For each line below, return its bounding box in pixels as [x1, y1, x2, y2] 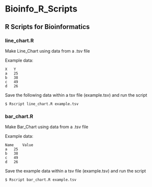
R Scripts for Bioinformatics [5, 23, 90, 31]
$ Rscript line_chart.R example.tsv [5, 101, 79, 106]
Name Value [5, 143, 34, 148]
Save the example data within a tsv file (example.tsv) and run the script [5, 168, 146, 174]
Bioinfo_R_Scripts [5, 3, 78, 14]
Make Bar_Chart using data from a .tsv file [5, 124, 88, 130]
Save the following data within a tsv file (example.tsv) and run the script [5, 92, 147, 98]
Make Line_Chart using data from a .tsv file [5, 48, 90, 54]
